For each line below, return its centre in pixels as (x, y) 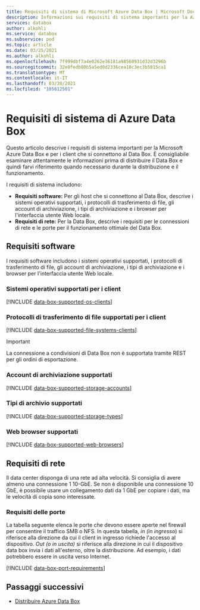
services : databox (29, 23)
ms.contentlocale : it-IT (37, 78)
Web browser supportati (42, 431)
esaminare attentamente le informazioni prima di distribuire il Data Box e (95, 160)
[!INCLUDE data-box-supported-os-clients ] (59, 302)
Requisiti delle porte (36, 512)
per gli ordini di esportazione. (42, 359)
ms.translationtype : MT (36, 73)
